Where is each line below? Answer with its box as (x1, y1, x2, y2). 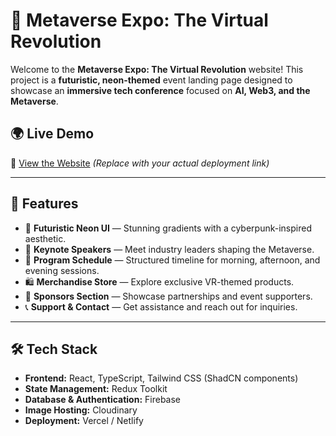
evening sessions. (24, 264, 100, 276)
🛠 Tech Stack (10, 340, 98, 358)
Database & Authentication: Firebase (24, 394, 182, 406)
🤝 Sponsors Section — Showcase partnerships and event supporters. (24, 290, 313, 302)
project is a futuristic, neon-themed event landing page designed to (10, 74, 293, 86)
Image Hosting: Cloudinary (24, 404, 138, 416)
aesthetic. (24, 232, 67, 244)
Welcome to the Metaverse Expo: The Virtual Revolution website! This (10, 63, 304, 75)
